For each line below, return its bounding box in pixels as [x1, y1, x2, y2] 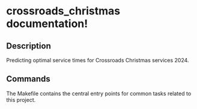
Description [6, 41, 51, 51]
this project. [6, 96, 36, 103]
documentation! [6, 17, 88, 31]
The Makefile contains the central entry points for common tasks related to [6, 90, 192, 97]
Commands [6, 74, 51, 84]
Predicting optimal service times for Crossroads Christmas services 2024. [6, 57, 189, 63]
